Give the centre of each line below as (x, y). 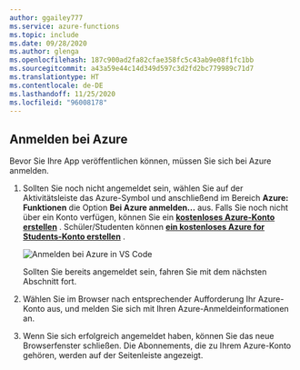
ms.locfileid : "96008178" (58, 102)
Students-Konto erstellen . (74, 236)
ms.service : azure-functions (65, 26)
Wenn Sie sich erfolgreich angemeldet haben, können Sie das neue (148, 336)
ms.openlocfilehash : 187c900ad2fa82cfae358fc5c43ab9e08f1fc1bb (132, 60)
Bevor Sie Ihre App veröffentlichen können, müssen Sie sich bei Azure (140, 161)
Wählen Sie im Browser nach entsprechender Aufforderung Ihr (139, 299)
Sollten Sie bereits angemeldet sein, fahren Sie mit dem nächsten (145, 272)
